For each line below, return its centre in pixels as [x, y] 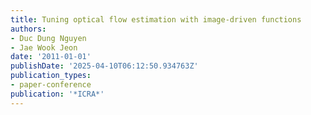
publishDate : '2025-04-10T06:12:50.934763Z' [104, 66]
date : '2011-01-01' [51, 57]
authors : [28, 29]
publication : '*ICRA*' [57, 94]
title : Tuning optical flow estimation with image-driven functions [156, 19]
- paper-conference [51, 85]
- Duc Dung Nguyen [48, 38]
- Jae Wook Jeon [44, 47]
